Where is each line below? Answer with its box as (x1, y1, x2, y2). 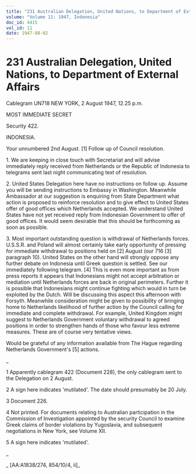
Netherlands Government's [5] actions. (6, 346, 100, 353)
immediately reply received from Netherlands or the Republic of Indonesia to (6, 163, 190, 170)
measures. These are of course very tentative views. (6, 328, 132, 335)
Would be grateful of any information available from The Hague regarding (6, 340, 183, 347)
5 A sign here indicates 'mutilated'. (6, 439, 89, 446)
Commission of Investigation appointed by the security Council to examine (6, 415, 185, 422)
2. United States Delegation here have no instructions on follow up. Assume (6, 180, 188, 187)
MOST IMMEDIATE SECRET (6, 111, 72, 118)
